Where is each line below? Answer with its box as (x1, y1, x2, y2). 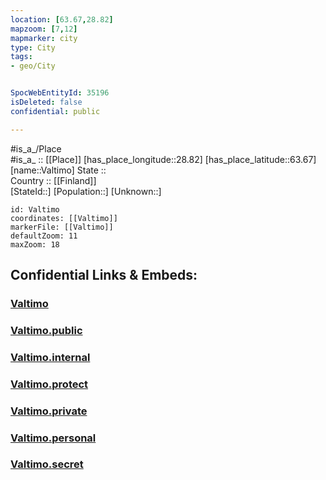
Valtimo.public (10, 323, 83, 337)
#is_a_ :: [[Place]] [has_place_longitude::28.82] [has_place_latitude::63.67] (10, 153, 317, 165)
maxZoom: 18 (10, 239, 60, 250)
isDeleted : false (10, 97, 83, 107)
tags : (10, 52, 33, 62)
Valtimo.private (10, 404, 88, 418)
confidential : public (10, 106, 101, 116)
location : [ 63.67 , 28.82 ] (10, 14, 114, 25)
